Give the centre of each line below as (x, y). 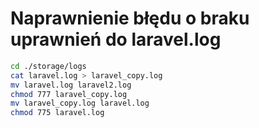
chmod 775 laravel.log (57, 113)
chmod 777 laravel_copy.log (69, 94)
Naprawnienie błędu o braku (130, 18)
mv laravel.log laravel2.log (71, 85)
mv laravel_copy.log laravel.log (80, 103)
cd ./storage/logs (48, 66)
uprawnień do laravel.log (116, 39)
